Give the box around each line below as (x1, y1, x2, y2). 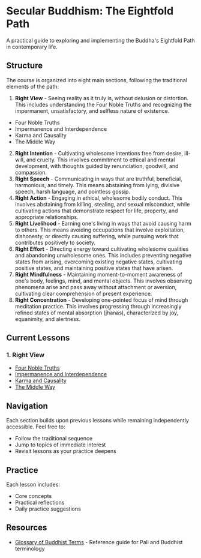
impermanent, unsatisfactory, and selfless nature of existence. (14, 107, 170, 115)
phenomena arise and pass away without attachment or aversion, (14, 283, 177, 290)
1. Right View (6, 351, 45, 359)
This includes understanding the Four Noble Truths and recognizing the (14, 101, 192, 108)
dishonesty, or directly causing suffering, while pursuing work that (14, 232, 179, 239)
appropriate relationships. (14, 213, 79, 220)
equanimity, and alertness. (14, 315, 81, 322)
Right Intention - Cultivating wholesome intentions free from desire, (14, 149, 183, 157)
